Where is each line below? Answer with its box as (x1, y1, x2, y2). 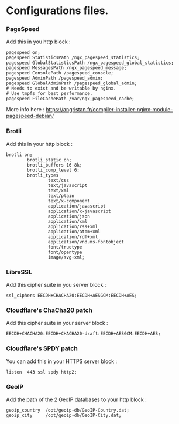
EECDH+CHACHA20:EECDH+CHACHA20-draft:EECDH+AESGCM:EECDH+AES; (6, 331, 161, 337)
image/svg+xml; (47, 254, 85, 260)
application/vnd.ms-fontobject (47, 239, 125, 245)
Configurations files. (6, 4, 109, 18)
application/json (47, 213, 91, 219)
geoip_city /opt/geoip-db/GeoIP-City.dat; (6, 412, 122, 418)
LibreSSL (6, 268, 32, 276)
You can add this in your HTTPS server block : (6, 358, 118, 365)
